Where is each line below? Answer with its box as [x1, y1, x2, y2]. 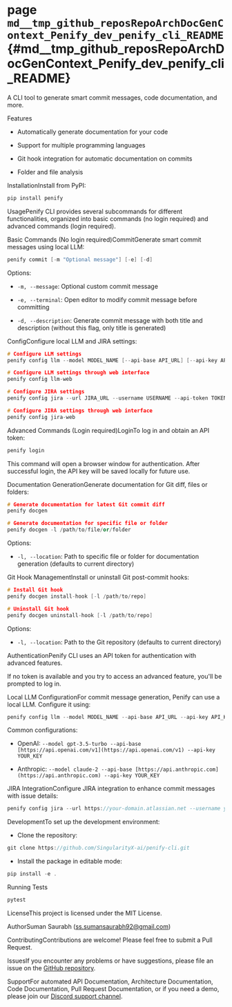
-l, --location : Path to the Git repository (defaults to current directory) [17, 638, 222, 646]
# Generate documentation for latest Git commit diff [7, 501, 166, 508]
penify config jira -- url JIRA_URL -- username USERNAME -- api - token [7, 395, 209, 402]
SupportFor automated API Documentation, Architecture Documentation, [7, 977, 213, 986]
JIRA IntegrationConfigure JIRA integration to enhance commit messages [7, 785, 215, 793]
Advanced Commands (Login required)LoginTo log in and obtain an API [7, 426, 209, 434]
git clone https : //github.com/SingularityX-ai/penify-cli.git [7, 844, 190, 852]
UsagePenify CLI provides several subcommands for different [7, 207, 183, 215]
